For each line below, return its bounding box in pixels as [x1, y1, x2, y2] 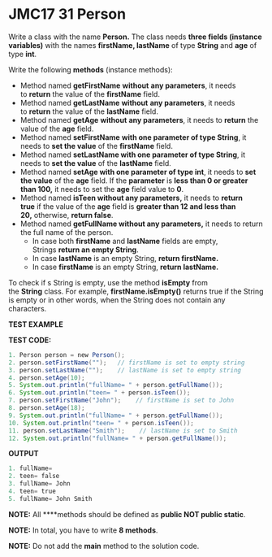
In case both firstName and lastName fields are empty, [32, 236, 218, 246]
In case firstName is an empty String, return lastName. [32, 262, 219, 272]
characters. [8, 303, 47, 313]
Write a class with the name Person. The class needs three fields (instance [8, 32, 262, 41]
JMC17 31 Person [8, 5, 127, 24]
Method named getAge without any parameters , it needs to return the [19, 115, 259, 124]
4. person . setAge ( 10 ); [8, 373, 85, 382]
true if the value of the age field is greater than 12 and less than [19, 201, 236, 211]
